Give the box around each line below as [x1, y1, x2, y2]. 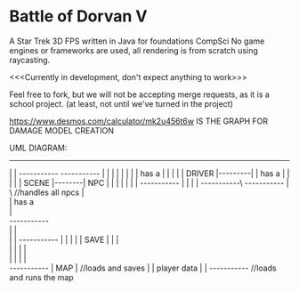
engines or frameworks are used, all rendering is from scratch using [9, 44, 258, 55]
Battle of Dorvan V [9, 6, 148, 27]
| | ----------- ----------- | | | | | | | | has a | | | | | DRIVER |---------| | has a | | [9, 167, 290, 179]
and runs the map [9, 271, 74, 282]
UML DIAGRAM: [9, 142, 68, 153]
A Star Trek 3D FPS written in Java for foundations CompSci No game [9, 36, 265, 46]
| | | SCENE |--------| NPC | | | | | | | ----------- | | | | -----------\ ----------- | [9, 177, 289, 188]
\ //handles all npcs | [9, 187, 85, 198]
